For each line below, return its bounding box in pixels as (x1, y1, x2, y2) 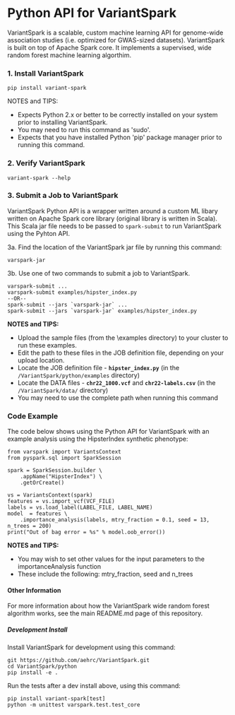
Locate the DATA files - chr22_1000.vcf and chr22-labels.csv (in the (17, 378, 217, 386)
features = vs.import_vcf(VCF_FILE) (7, 498, 115, 505)
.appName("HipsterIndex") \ (20, 473, 102, 480)
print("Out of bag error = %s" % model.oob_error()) (7, 528, 166, 536)
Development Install (7, 625, 68, 634)
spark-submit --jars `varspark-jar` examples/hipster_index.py (7, 307, 198, 314)
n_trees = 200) (7, 523, 52, 530)
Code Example (7, 411, 59, 421)
